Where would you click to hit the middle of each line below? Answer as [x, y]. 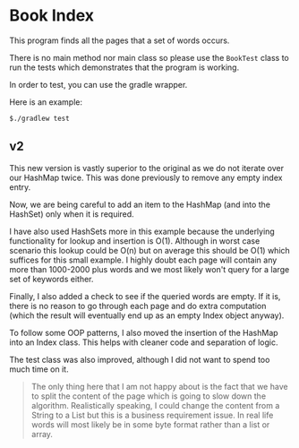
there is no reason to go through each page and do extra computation [138, 306]
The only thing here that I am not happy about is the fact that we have [159, 386]
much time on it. [39, 369]
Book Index [52, 16]
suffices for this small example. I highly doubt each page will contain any [143, 260]
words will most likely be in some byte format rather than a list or [150, 424]
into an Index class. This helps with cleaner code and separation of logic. [144, 342]
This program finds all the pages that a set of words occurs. [120, 40]
